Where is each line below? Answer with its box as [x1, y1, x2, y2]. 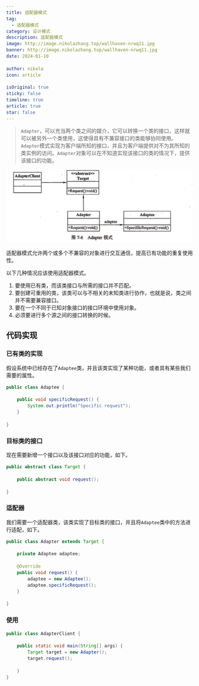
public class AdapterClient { [6, 630, 81, 636]
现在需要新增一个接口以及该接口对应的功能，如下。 [6, 452, 131, 459]
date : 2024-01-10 [6, 53, 49, 59]
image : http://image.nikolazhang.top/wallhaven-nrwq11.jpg [6, 41, 155, 47]
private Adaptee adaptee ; [17, 551, 81, 557]
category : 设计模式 [6, 28, 51, 34]
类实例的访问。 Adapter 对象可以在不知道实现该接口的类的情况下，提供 [20, 149, 190, 156]
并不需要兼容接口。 [14, 297, 62, 304]
